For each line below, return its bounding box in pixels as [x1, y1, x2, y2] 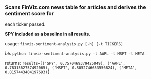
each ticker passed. [5, 21, 46, 27]
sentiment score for [5, 10, 54, 17]
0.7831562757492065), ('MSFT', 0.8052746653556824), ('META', [5, 65, 137, 71]
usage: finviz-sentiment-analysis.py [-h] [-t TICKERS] [5, 41, 123, 47]
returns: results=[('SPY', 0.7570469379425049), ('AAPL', [5, 60, 126, 66]
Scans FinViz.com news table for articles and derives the [5, 4, 146, 11]
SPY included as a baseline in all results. [5, 31, 91, 37]
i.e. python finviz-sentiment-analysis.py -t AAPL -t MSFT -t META [5, 50, 145, 56]
